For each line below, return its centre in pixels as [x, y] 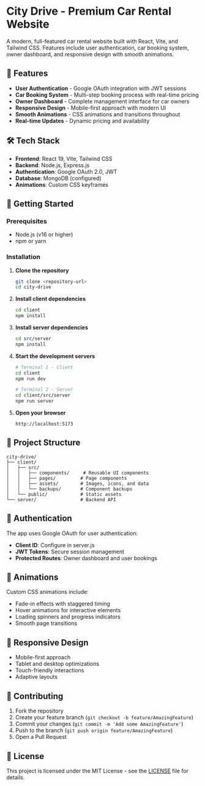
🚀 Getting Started [40, 204]
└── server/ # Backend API [61, 500]
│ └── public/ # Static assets [64, 494]
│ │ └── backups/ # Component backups [69, 489]
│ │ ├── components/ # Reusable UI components [78, 473]
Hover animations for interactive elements [68, 610]
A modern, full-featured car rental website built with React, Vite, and [92, 41]
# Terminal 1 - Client [44, 367]
